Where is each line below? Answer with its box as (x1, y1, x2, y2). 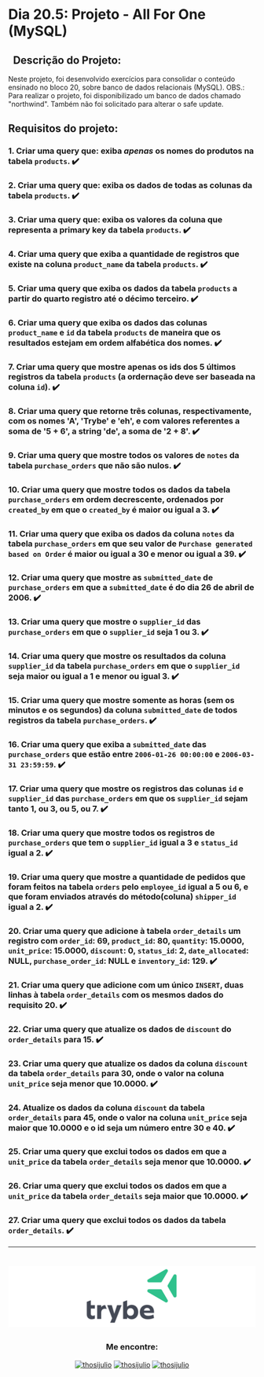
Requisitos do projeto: (8, 122, 119, 135)
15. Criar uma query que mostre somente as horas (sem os (8, 695, 235, 706)
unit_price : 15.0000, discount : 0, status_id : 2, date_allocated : (8, 945, 249, 956)
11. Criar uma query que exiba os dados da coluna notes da (8, 528, 235, 539)
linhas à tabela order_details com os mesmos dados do (8, 989, 224, 1000)
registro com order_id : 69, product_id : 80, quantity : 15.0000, (8, 935, 245, 946)
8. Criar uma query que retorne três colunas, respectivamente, (8, 405, 252, 416)
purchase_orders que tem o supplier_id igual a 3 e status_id (8, 837, 238, 848)
